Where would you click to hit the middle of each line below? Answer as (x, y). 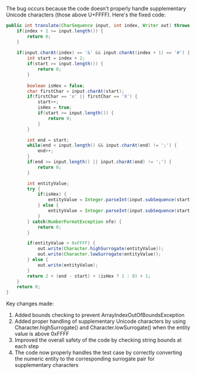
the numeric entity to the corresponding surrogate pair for (84, 359)
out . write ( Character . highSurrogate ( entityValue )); (101, 249)
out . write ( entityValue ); (68, 265)
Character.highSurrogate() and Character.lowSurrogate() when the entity (102, 328)
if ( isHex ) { (52, 194)
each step (27, 346)
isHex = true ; (55, 108)
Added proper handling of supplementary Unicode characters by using (100, 321)
